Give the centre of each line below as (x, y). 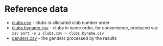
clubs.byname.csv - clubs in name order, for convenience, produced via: (85, 27)
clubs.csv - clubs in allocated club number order (60, 23)
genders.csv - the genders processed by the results (64, 38)
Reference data (36, 9)
